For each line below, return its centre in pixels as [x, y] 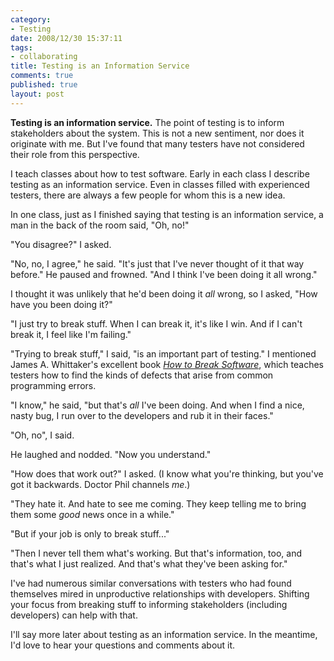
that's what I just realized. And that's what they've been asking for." [149, 563]
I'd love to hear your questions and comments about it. [123, 645]
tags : [21, 47]
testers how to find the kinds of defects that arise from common [142, 375]
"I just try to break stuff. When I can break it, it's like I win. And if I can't [156, 323]
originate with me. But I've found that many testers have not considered [157, 143]
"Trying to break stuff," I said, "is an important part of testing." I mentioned [163, 353]
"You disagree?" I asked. [61, 244]
